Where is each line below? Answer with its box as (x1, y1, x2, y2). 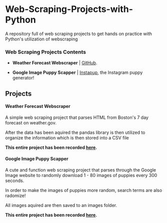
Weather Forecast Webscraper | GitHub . (12, 60, 97, 66)
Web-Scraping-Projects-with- (5, 3, 133, 15)
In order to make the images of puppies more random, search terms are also (5, 187, 162, 193)
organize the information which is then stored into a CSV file (5, 134, 129, 140)
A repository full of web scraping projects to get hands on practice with (5, 30, 152, 36)
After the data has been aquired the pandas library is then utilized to (5, 129, 145, 135)
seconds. (5, 177, 24, 183)
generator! (12, 75, 34, 81)
